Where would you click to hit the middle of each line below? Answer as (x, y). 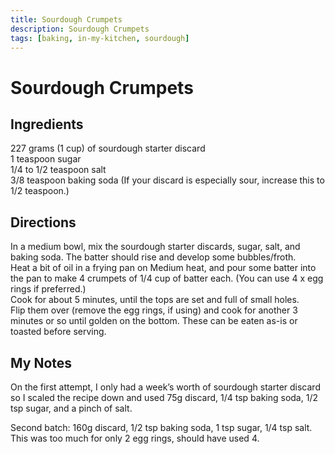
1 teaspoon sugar (46, 159)
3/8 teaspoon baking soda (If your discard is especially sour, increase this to (167, 180)
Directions (43, 222)
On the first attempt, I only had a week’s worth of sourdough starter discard (165, 387)
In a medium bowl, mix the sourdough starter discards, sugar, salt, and (155, 247)
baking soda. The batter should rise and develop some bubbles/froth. (153, 257)
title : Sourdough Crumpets (66, 19)
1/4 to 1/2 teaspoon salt (58, 170)
